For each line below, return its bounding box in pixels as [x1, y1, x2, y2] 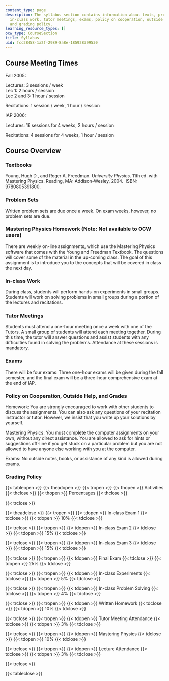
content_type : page [5, 7, 46, 13]
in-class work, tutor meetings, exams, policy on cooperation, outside [10, 17, 163, 22]
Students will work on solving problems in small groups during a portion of [5, 294, 159, 300]
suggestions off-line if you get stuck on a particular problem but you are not [5, 441, 162, 447]
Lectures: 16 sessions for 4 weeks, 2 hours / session [5, 122, 114, 128]
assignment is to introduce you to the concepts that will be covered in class [5, 259, 162, 265]
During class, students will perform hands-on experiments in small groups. [5, 289, 160, 295]
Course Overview [5, 146, 61, 155]
